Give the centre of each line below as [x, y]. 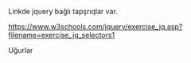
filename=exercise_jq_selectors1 [62, 35]
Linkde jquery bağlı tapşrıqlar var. [63, 11]
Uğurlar [21, 50]
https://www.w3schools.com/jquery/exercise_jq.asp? [95, 26]
